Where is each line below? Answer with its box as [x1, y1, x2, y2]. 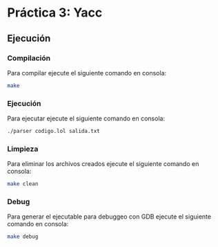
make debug [7, 233, 39, 240]
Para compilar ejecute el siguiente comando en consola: [7, 68, 167, 77]
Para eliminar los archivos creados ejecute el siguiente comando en [7, 160, 199, 168]
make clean [7, 181, 39, 187]
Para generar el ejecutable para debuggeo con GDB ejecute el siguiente [7, 212, 212, 221]
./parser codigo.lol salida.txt [7, 128, 100, 135]
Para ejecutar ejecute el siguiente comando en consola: [7, 114, 166, 122]
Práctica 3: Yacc [7, 5, 103, 21]
